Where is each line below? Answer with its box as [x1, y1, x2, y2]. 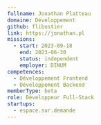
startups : [7, 101, 36, 108]
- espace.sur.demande [13, 107, 76, 114]
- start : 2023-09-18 [13, 42, 73, 49]
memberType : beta [7, 87, 57, 94]
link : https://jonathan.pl [7, 29, 85, 37]
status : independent [19, 56, 79, 62]
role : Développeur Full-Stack [7, 94, 95, 101]
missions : [7, 36, 36, 43]
